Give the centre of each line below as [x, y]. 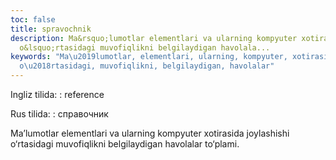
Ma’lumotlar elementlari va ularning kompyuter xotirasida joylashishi [150, 133]
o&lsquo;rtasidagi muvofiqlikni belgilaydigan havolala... [145, 47]
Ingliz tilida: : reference [57, 94]
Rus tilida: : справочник [59, 114]
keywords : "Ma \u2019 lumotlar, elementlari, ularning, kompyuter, [149, 57]
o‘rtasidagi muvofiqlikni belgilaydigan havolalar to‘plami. [125, 144]
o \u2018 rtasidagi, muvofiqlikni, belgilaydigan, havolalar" [147, 66]
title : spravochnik [51, 29]
